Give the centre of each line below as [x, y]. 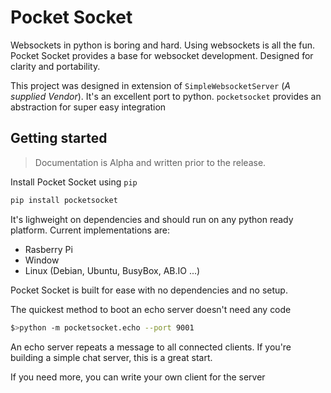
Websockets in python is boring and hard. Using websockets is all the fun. [163, 45]
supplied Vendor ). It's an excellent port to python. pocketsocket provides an [166, 96]
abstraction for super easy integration [88, 107]
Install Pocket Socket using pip [74, 182]
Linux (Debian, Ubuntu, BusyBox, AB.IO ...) [112, 270]
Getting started [59, 138]
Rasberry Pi [48, 249]
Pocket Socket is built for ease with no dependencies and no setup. [149, 290]
